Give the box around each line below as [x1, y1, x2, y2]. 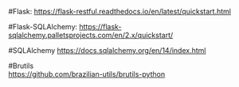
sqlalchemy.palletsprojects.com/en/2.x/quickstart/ [8, 31, 174, 40]
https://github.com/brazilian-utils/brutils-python [8, 70, 166, 78]
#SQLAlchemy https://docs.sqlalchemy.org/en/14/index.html [8, 46, 206, 55]
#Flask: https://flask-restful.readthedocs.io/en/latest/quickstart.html [8, 7, 231, 16]
